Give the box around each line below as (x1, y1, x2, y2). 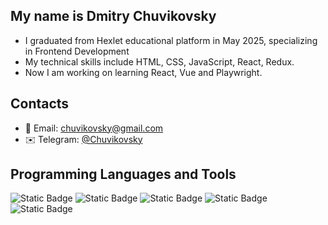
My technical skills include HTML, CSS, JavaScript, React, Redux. (24, 55, 295, 68)
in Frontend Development (24, 45, 130, 57)
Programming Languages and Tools (10, 166, 237, 183)
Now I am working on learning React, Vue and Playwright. (24, 66, 263, 78)
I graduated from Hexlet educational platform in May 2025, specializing (24, 34, 318, 46)
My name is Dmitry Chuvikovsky (10, 8, 217, 25)
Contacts (10, 95, 70, 113)
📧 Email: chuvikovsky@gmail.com (24, 122, 164, 134)
